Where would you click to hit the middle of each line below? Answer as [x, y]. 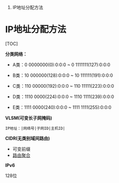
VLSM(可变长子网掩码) [29, 118]
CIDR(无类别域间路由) [28, 138]
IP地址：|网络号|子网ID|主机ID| [35, 128]
